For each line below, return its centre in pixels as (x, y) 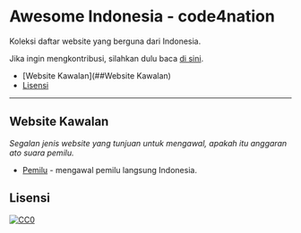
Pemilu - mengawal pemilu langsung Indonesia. (109, 170)
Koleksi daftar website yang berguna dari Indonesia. (105, 41)
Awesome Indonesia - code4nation (142, 17)
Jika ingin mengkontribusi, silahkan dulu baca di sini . (107, 58)
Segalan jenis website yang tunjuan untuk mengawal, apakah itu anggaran (148, 143)
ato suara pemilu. (42, 153)
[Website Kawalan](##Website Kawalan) (97, 75)
